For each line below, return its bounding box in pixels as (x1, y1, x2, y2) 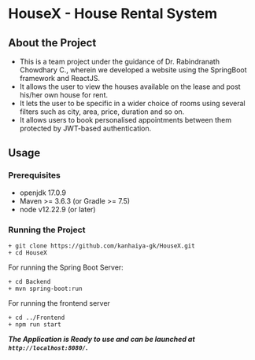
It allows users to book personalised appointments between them (19, 116, 232, 124)
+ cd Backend (8, 277, 51, 285)
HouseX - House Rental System (8, 5, 218, 23)
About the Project (8, 36, 97, 50)
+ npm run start (8, 320, 61, 329)
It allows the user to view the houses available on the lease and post (19, 82, 242, 91)
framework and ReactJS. (19, 74, 101, 83)
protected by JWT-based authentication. (19, 123, 152, 133)
